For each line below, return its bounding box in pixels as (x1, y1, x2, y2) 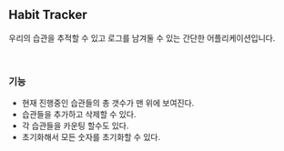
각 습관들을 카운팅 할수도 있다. (21, 120, 129, 131)
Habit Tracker (8, 7, 87, 23)
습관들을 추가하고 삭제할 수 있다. (21, 109, 137, 120)
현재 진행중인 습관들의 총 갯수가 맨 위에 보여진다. (21, 97, 195, 108)
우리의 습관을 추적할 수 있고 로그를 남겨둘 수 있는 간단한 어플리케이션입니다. (8, 32, 276, 44)
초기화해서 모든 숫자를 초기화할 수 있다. (21, 132, 161, 143)
